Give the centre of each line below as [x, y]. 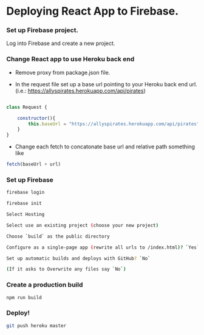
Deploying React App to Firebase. [93, 11]
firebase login [25, 193]
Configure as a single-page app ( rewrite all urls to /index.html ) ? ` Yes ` [103, 247]
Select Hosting [25, 215]
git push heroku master [36, 326]
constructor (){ [36, 118]
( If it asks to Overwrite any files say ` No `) [66, 269]
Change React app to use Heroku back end [70, 59]
